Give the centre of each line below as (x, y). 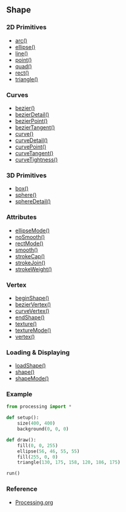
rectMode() (29, 243)
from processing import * (39, 407)
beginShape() (32, 298)
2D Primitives (26, 27)
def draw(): (21, 440)
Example (19, 394)
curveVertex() (32, 311)
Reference (22, 489)
